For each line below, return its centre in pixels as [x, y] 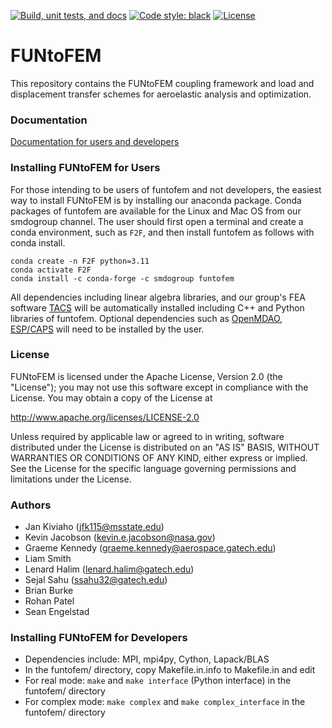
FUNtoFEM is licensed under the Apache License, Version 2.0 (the [146, 376]
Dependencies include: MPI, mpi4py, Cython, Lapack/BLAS [147, 659]
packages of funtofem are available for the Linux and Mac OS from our [156, 211]
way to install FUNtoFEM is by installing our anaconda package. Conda [156, 200]
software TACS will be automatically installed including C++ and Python [157, 307]
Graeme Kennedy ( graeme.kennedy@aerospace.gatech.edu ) [150, 548]
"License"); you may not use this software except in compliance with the [159, 387]
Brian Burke [49, 591]
